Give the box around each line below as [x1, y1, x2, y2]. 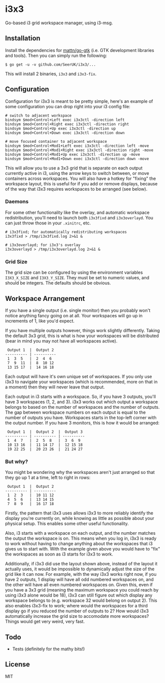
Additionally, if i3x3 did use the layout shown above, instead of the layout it [5, 561, 158, 567]
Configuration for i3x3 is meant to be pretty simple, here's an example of [5, 98, 153, 104]
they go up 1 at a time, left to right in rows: [5, 474, 90, 480]
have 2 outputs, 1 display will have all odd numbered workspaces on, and [5, 577, 154, 583]
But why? [5, 458, 28, 465]
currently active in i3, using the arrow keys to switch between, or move [5, 170, 149, 176]
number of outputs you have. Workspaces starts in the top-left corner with [5, 414, 157, 421]
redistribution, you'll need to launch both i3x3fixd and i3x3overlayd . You [5, 214, 154, 220]
